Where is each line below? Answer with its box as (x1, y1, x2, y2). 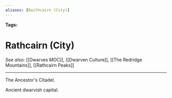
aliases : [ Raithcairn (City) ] (5, 7, 70, 13)
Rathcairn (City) (5, 40, 75, 51)
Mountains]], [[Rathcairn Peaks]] (5, 62, 74, 68)
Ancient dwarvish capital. (5, 87, 59, 93)
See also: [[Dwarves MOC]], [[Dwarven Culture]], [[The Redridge (5, 56, 142, 63)
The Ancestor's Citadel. (5, 76, 55, 83)
